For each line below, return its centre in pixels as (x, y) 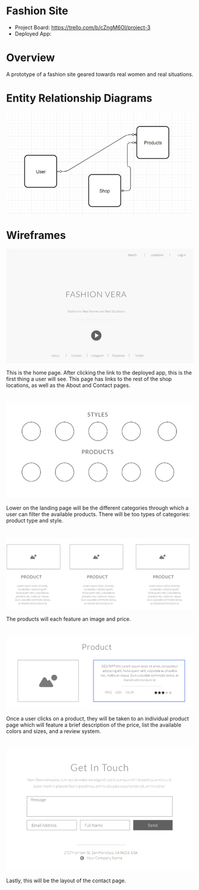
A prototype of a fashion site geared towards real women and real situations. (100, 74)
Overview (31, 58)
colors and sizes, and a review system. (53, 731)
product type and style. (35, 521)
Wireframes (36, 235)
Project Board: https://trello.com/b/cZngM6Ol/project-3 (83, 27)
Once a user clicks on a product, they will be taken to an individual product (97, 719)
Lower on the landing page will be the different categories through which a (97, 508)
